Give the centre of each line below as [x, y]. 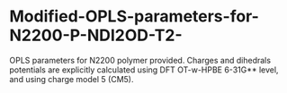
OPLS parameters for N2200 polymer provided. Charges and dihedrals [140, 60]
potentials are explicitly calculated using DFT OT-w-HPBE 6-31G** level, [144, 70]
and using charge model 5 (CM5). [72, 79]
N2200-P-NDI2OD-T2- [96, 35]
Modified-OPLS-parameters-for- [134, 17]
